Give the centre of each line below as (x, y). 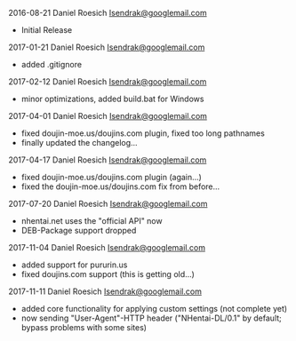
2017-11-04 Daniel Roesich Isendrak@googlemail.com (107, 247)
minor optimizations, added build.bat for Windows (112, 99)
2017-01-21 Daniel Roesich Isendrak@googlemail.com (107, 47)
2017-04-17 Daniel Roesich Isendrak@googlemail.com (108, 160)
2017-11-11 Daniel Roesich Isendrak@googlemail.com (105, 291)
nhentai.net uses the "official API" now (92, 221)
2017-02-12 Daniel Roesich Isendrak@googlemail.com (108, 82)
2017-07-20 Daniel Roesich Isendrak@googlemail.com (108, 204)
